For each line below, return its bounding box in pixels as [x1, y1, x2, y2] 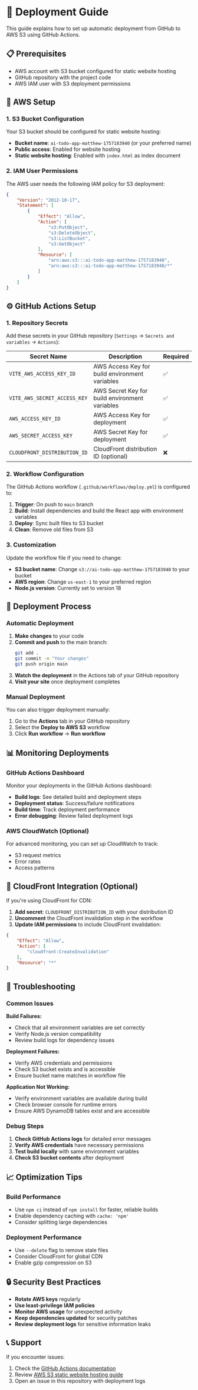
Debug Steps [6, 1122, 44, 1130]
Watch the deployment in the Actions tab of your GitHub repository [14, 672, 179, 679]
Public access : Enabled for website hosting [14, 146, 121, 153]
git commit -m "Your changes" [14, 656, 90, 662]
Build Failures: [6, 1012, 42, 1019]
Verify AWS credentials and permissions [14, 1059, 113, 1066]
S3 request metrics [14, 852, 61, 859]
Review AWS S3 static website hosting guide [14, 1371, 124, 1378]
